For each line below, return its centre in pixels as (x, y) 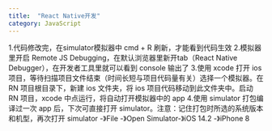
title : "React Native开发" (55, 16)
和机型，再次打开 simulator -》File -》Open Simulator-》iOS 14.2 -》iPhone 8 (129, 118)
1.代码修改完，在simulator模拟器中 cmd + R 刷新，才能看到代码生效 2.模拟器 (135, 47)
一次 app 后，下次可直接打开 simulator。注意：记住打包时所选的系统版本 (143, 108)
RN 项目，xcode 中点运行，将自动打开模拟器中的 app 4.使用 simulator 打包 (132, 98)
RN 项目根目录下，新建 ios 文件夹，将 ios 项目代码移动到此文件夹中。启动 (131, 88)
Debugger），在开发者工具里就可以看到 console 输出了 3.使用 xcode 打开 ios (135, 68)
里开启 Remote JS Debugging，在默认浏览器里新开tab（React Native (123, 57)
